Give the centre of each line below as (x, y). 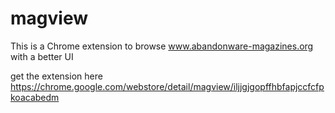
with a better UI (42, 56)
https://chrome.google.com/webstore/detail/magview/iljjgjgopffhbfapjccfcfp (167, 86)
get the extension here (56, 76)
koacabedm (35, 97)
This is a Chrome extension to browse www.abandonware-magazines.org (162, 46)
